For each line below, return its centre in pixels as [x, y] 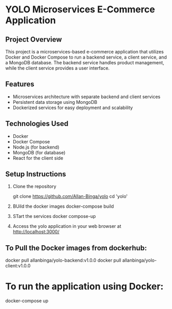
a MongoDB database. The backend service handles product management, [85, 62]
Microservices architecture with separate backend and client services [87, 97]
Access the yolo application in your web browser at [67, 226]
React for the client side [38, 158]
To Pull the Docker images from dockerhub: [76, 248]
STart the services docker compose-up [54, 216]
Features [20, 84]
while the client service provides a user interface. [58, 68]
